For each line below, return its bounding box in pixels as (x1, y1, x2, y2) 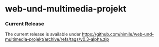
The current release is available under (5, 31, 81, 37)
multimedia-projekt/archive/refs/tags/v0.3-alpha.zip (5, 36, 109, 42)
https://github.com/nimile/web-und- (82, 31, 154, 37)
